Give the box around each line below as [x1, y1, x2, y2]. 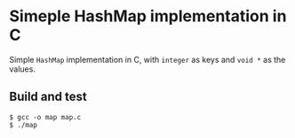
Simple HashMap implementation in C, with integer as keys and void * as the [9, 54, 286, 65]
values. [9, 64, 36, 74]
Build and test [9, 89, 87, 104]
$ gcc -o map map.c [9, 112, 82, 121]
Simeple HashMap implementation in [9, 6, 287, 27]
